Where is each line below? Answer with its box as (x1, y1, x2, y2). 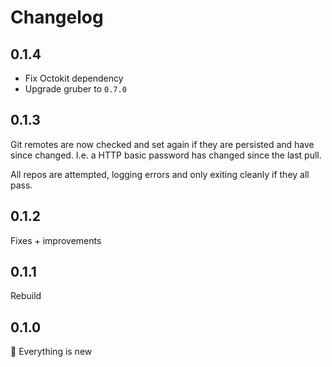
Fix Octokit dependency (24, 72, 124, 84)
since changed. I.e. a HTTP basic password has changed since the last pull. (10, 149, 322, 161)
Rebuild (10, 290, 42, 302)
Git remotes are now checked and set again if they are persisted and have (10, 138, 315, 150)
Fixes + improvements (10, 234, 102, 246)
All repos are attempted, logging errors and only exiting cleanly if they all (10, 168, 310, 180)
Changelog (10, 6, 104, 29)
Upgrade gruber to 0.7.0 (24, 83, 127, 95)
